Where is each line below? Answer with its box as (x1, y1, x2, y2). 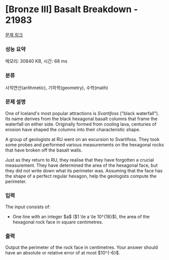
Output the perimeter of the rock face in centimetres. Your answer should (5, 244, 158, 250)
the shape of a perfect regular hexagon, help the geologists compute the (5, 173, 157, 179)
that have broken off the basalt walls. (5, 147, 82, 153)
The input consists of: (5, 204, 51, 210)
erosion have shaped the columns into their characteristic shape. (5, 126, 141, 132)
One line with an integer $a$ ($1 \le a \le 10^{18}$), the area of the (12, 214, 150, 220)
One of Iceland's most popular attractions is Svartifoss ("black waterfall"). (5, 110, 159, 116)
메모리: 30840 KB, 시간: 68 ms (5, 58, 67, 64)
